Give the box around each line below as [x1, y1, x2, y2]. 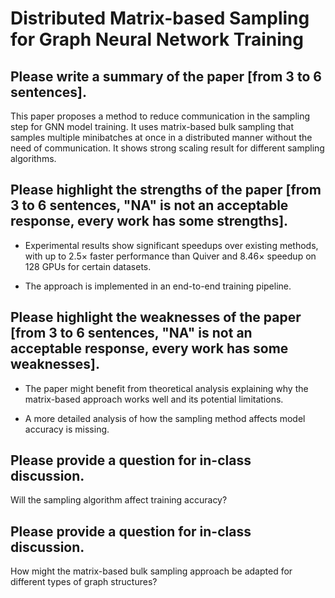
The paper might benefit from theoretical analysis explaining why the [24, 382, 309, 394]
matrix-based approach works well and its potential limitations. [24, 393, 284, 405]
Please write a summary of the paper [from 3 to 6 [10, 68, 322, 85]
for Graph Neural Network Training [10, 28, 304, 51]
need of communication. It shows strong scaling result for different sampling [10, 142, 325, 154]
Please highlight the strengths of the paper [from [10, 182, 322, 199]
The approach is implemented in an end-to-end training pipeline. [24, 280, 292, 292]
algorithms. [10, 153, 57, 164]
